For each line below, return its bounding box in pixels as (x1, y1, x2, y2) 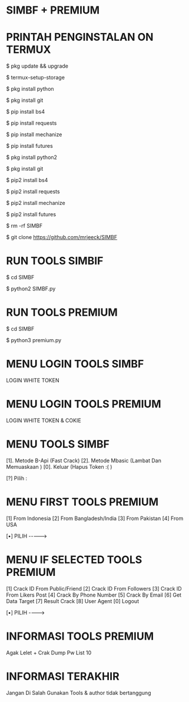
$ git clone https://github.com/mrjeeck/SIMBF (6, 234, 118, 241)
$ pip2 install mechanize (6, 200, 66, 207)
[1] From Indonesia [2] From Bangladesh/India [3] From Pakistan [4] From (6, 515, 184, 522)
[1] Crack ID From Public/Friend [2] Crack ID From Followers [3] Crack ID (6, 585, 182, 592)
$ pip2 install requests (6, 188, 60, 195)
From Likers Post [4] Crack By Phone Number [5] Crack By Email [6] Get (6, 591, 181, 598)
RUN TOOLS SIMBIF (6, 254, 104, 268)
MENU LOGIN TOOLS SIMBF (6, 357, 144, 371)
